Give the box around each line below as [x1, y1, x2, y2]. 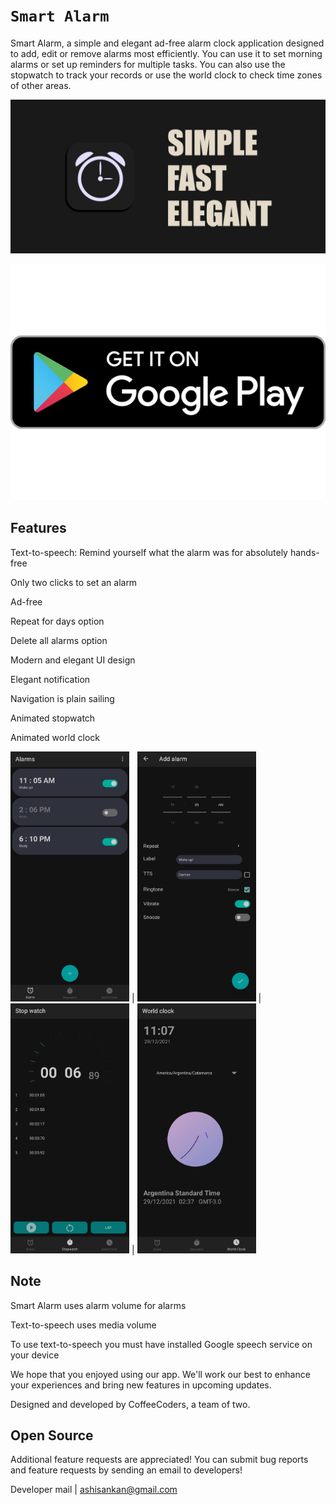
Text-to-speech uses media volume [10, 1319, 157, 1331]
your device [10, 1349, 60, 1361]
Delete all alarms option [10, 634, 108, 646]
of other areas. [10, 79, 72, 91]
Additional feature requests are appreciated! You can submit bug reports [10, 1454, 309, 1466]
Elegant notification [10, 673, 91, 685]
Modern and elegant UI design [10, 654, 136, 666]
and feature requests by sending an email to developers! [10, 1464, 243, 1476]
